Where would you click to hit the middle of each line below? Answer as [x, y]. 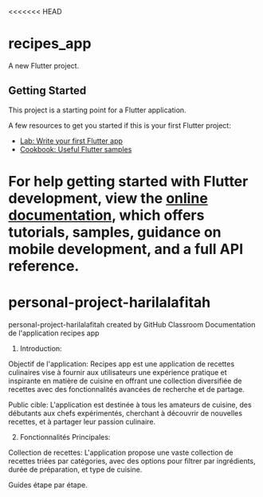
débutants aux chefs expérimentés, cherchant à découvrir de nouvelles [126, 413]
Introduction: [41, 348]
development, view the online [108, 198]
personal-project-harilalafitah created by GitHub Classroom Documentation [132, 324]
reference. [44, 266]
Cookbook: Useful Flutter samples [76, 149]
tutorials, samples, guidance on [115, 232]
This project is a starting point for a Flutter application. [97, 110]
